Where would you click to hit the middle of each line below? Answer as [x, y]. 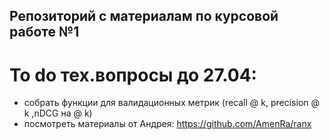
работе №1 [44, 32]
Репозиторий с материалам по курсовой [144, 16]
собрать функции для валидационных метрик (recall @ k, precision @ [172, 103]
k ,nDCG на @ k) [58, 113]
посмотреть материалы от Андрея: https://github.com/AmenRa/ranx [167, 124]
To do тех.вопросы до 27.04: [133, 75]
